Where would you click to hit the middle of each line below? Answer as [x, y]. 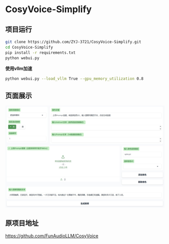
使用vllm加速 [19, 68]
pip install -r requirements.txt [40, 53]
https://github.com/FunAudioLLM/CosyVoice [52, 236]
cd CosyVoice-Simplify [29, 47]
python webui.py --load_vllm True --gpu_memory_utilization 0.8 [74, 79]
